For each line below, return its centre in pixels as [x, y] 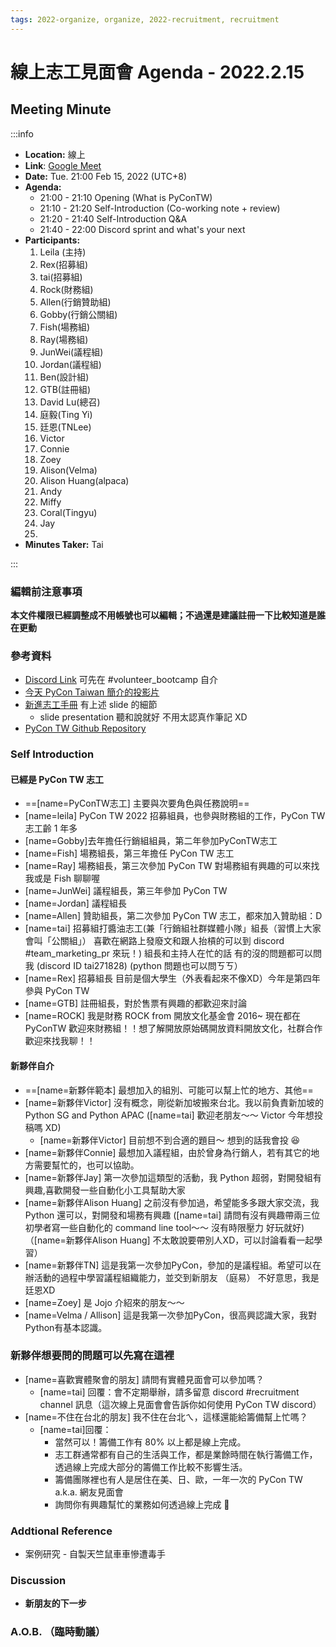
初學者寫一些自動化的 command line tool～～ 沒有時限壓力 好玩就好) [164, 1227]
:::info [22, 133]
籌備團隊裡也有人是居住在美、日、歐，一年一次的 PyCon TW [178, 1479]
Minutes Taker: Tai [64, 544]
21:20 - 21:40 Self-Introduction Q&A [113, 218]
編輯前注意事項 [46, 591]
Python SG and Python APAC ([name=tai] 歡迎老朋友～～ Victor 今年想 [169, 1115]
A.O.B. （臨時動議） [58, 1632]
